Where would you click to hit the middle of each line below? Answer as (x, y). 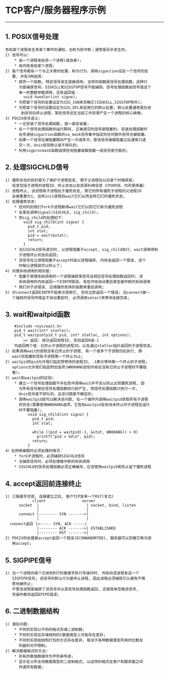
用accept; (22, 544)
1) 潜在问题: (17, 624)
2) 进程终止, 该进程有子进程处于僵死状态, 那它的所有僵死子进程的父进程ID (73, 191)
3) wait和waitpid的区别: (30, 378)
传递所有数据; (31, 667)
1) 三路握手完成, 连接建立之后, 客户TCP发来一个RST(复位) (60, 497)
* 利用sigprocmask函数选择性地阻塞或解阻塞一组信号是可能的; (71, 150)
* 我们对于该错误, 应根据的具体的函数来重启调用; (59, 287)
